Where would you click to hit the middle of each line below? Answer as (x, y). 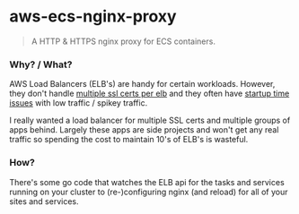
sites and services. (44, 201)
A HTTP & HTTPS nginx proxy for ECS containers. (123, 41)
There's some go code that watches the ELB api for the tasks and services (147, 182)
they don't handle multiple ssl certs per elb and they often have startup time (149, 94)
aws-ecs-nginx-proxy (93, 17)
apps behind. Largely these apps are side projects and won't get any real (144, 130)
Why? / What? (41, 64)
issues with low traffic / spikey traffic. (79, 103)
